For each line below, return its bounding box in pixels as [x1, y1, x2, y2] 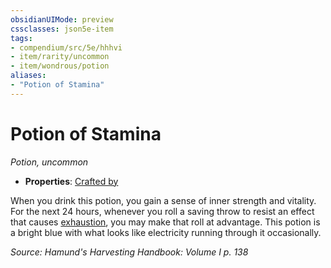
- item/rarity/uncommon [10, 52, 110, 62]
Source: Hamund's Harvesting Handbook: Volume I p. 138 [10, 246, 249, 258]
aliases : [10, 71, 47, 81]
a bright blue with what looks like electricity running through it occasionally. [10, 226, 322, 238]
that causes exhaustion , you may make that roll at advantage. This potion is [10, 216, 321, 228]
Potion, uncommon [10, 156, 89, 168]
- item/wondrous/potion [10, 61, 110, 71]
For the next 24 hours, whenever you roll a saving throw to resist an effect [10, 205, 315, 217]
